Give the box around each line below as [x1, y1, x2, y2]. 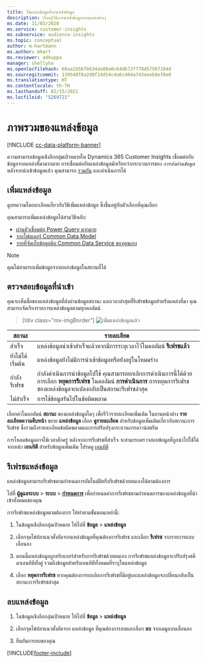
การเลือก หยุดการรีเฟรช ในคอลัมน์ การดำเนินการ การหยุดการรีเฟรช [37, 377, 189, 386]
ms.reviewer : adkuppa [7, 54, 62, 61]
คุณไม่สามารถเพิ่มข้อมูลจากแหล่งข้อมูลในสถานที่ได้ [7, 263, 106, 271]
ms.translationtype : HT [7, 77, 68, 83]
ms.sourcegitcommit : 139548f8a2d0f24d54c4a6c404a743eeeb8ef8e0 [7, 72, 172, 78]
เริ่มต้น [10, 359, 25, 368]
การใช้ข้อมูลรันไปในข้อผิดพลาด [37, 395, 107, 403]
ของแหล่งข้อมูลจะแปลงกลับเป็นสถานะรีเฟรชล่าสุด [37, 384, 148, 393]
